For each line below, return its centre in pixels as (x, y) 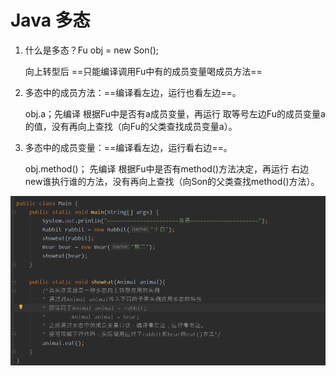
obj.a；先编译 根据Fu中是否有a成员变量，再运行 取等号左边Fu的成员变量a (175, 113)
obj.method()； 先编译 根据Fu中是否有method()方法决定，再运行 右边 (166, 168)
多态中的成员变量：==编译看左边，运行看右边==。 (128, 147)
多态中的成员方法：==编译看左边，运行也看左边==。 (133, 92)
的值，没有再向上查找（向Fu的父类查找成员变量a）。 (131, 126)
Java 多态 (50, 20)
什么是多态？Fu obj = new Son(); (91, 50)
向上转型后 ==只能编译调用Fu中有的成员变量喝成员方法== (143, 71)
